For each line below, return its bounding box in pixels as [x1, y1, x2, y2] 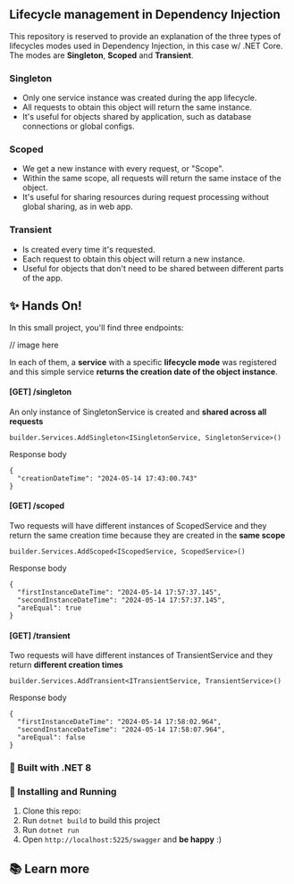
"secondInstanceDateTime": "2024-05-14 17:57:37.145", [17, 596, 226, 605]
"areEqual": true [17, 603, 82, 613]
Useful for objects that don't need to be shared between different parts [21, 263, 284, 273]
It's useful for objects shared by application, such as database [21, 112, 252, 122]
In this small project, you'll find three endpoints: [9, 321, 185, 333]
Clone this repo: [21, 805, 81, 816]
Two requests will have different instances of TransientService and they [9, 650, 273, 661]
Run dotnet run [21, 825, 80, 836]
